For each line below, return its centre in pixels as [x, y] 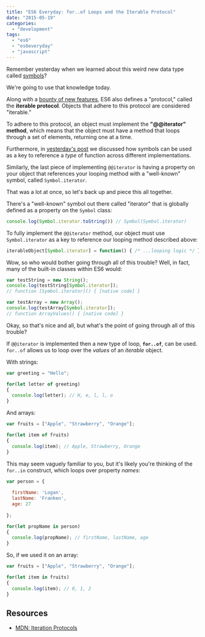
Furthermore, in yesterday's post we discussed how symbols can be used [99, 149]
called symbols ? [27, 75]
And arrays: [21, 413]
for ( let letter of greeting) [43, 384]
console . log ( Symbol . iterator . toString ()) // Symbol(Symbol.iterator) [97, 221]
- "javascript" [31, 52]
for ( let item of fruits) [38, 435]
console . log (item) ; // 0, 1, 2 [52, 588]
